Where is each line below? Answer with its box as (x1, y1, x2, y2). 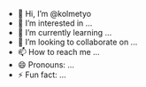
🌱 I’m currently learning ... (17, 28, 112, 37)
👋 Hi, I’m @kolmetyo (17, 9, 91, 19)
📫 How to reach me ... (17, 47, 100, 57)
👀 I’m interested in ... (17, 18, 93, 28)
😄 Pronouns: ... (17, 59, 75, 70)
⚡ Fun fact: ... (17, 69, 66, 80)
